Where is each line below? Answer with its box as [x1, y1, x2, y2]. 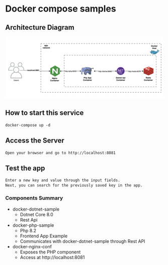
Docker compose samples [5, 3, 117, 15]
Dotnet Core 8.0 [20, 211, 54, 217]
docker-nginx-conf [12, 243, 52, 249]
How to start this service [5, 109, 84, 117]
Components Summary [5, 194, 63, 202]
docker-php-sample [12, 222, 54, 228]
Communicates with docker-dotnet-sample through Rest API [20, 238, 145, 244]
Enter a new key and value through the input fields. [5, 178, 121, 183]
